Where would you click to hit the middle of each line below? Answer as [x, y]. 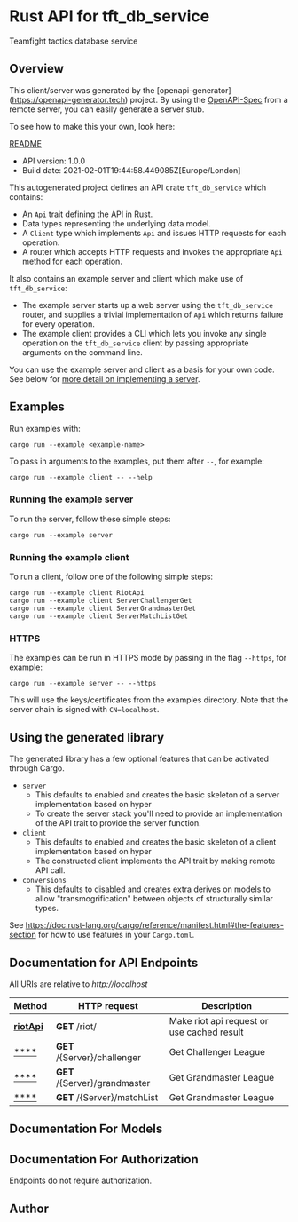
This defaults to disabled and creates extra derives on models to [153, 889]
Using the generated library [87, 738]
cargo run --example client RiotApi [77, 593]
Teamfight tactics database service [74, 41]
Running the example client [70, 557]
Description [227, 1006]
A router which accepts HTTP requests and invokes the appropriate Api [152, 251]
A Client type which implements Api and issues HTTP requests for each [154, 233]
